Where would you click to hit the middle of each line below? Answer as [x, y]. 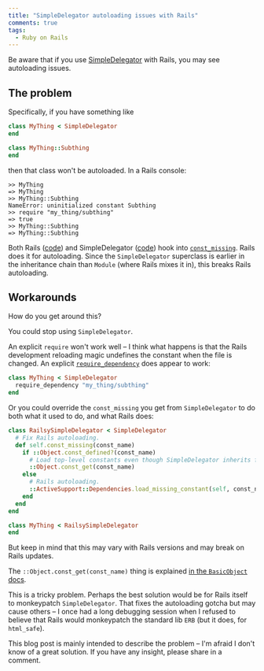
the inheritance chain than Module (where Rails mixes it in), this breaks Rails [130, 264]
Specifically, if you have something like [71, 112]
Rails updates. [31, 556]
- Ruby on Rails [42, 37]
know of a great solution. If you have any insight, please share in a [115, 652]
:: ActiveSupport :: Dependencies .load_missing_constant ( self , [129, 489]
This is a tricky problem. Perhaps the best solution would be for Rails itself [128, 595]
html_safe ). [26, 628]
